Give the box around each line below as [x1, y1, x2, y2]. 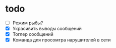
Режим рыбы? [12, 20, 43, 26]
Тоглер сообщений [12, 31, 54, 37]
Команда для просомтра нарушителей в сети [12, 37, 111, 43]
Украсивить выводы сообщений [12, 26, 82, 31]
